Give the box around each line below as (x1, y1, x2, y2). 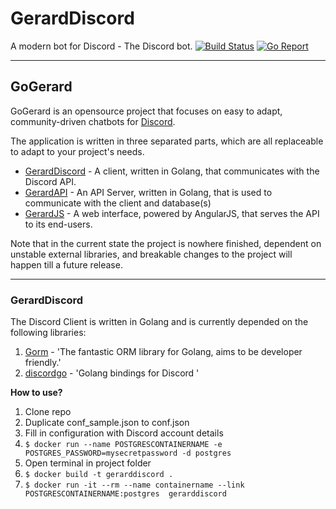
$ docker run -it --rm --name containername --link (24, 480, 245, 491)
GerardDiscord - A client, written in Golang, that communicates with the (24, 165, 320, 177)
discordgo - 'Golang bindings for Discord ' (24, 367, 200, 379)
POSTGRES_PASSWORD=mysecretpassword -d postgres (24, 448, 232, 459)
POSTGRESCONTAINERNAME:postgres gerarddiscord (24, 489, 227, 499)
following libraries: (10, 327, 87, 339)
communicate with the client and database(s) (24, 197, 212, 209)
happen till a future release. (10, 258, 123, 271)
